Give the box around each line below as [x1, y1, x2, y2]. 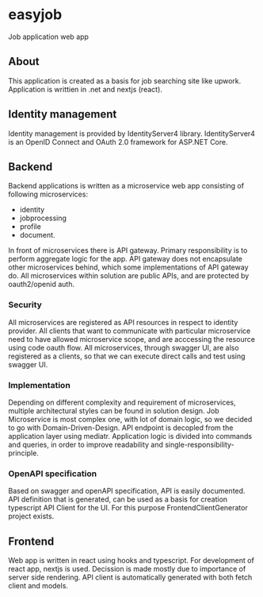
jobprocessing [19, 213, 67, 223]
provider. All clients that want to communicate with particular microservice [8, 326, 251, 335]
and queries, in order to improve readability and [8, 440, 164, 449]
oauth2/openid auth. [8, 280, 75, 289]
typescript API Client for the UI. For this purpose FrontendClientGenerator [8, 503, 248, 513]
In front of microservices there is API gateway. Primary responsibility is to [8, 246, 248, 255]
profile [19, 222, 41, 231]
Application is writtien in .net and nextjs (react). [8, 84, 162, 94]
